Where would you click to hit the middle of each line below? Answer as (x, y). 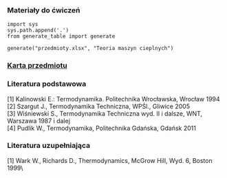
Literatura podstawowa (47, 84)
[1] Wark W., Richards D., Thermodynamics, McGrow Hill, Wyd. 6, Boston (110, 160)
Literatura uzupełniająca (49, 146)
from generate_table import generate (61, 36)
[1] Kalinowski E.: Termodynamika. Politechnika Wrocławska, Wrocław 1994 (113, 99)
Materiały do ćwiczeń (44, 10)
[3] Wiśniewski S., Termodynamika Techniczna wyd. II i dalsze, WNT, (105, 113)
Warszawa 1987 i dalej (39, 120)
